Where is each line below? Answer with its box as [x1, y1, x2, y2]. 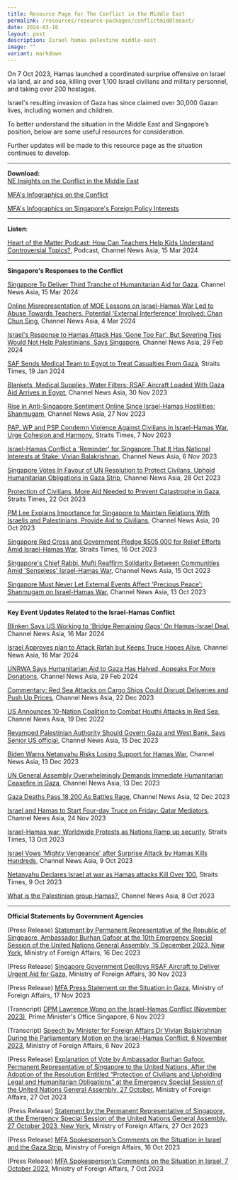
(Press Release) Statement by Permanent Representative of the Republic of [7, 926, 227, 934]
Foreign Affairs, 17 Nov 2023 [7, 991, 91, 999]
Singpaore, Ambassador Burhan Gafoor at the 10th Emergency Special [7, 933, 212, 942]
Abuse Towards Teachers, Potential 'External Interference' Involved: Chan [7, 309, 223, 317]
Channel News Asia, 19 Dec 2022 [7, 714, 105, 723]
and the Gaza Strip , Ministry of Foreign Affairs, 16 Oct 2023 [7, 1142, 181, 1152]
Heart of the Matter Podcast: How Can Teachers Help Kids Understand [7, 238, 214, 247]
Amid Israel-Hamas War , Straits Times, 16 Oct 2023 [7, 545, 157, 553]
